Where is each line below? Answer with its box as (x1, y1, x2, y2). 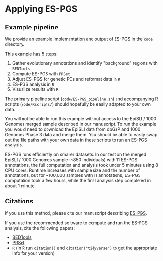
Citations (5, 197, 34, 205)
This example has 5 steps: (5, 51, 58, 57)
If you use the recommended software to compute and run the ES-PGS (5, 220, 148, 226)
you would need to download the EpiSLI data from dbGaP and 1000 (5, 126, 140, 132)
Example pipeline (5, 23, 59, 31)
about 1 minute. (5, 183, 36, 189)
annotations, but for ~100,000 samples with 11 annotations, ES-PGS (5, 173, 141, 178)
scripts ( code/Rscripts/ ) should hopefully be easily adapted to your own (5, 101, 151, 107)
